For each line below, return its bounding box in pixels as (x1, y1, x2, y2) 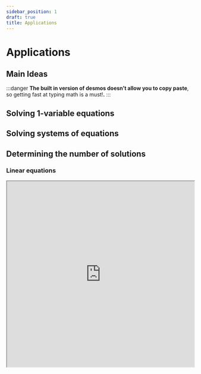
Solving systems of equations (6, 128, 119, 139)
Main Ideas (6, 69, 48, 79)
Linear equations (6, 166, 56, 175)
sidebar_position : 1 (6, 8, 58, 15)
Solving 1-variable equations (6, 108, 115, 118)
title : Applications (6, 20, 58, 26)
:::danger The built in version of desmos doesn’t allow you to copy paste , (6, 84, 189, 92)
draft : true (6, 14, 36, 20)
